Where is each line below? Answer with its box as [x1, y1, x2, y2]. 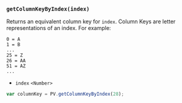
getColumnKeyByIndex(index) [6, 6, 90, 12]
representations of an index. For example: [6, 25, 111, 32]
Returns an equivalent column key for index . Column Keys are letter [6, 18, 176, 25]
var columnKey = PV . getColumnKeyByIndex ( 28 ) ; [6, 91, 124, 97]
